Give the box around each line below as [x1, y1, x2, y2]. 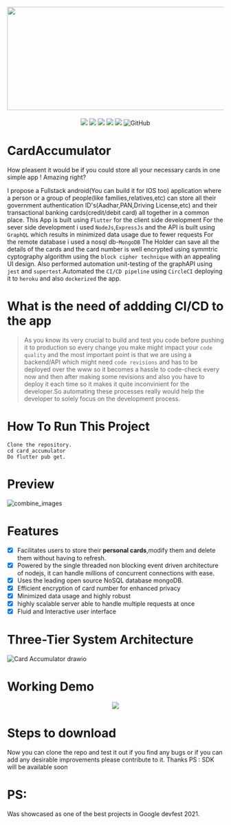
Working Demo [7, 679, 94, 695]
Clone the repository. [7, 441, 72, 448]
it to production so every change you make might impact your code [23, 343, 213, 352]
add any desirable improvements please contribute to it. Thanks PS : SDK [7, 755, 214, 764]
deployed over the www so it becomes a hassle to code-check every [23, 365, 220, 374]
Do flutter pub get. [7, 454, 67, 460]
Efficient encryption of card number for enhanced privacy [16, 584, 181, 592]
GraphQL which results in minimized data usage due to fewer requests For [7, 230, 214, 238]
